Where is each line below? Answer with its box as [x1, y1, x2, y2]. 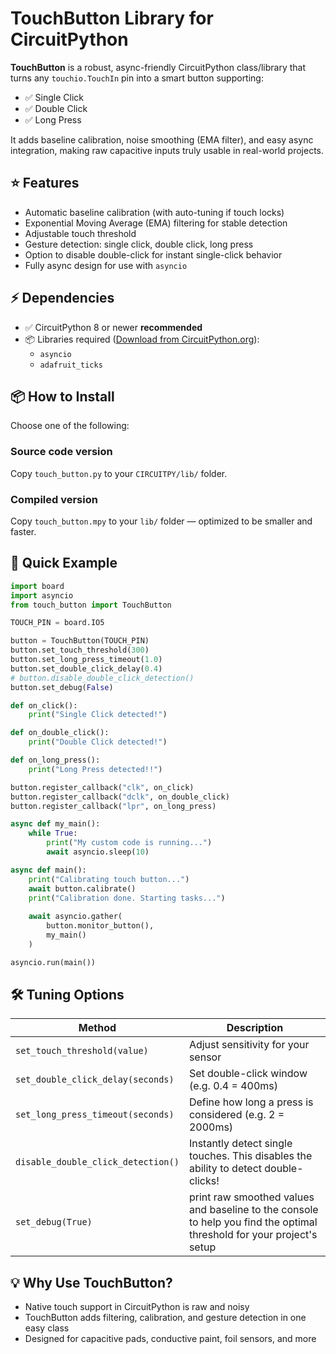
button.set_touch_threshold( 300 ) [10, 645, 150, 656]
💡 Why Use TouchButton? [10, 1274, 173, 1291]
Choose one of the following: [10, 420, 130, 432]
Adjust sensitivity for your [188, 1038, 310, 1052]
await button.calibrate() [28, 883, 137, 894]
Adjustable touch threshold [24, 227, 137, 239]
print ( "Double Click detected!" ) [28, 737, 168, 747]
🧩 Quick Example [10, 555, 118, 572]
